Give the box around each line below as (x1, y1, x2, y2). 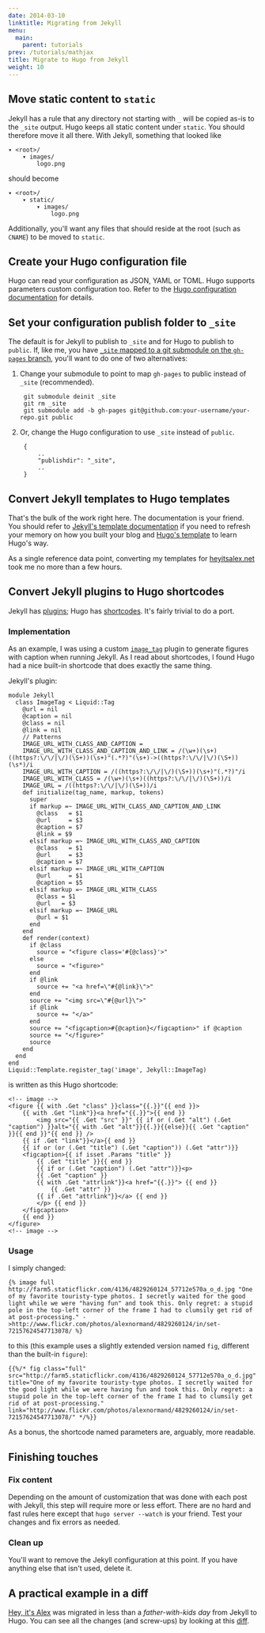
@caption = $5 (36, 879, 83, 887)
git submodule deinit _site (23, 393, 116, 401)
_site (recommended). (19, 377, 95, 387)
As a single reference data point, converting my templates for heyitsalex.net (8, 554, 256, 563)
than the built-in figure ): (8, 1349, 89, 1360)
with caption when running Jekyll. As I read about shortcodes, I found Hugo (8, 652, 255, 662)
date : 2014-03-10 (8, 11, 66, 20)
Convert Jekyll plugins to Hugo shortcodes (8, 585, 225, 599)
